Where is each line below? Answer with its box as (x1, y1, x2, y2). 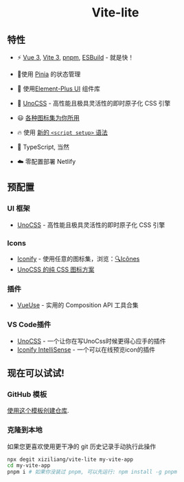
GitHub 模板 (7, 389, 47, 399)
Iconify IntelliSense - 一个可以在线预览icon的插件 (16, 345, 156, 354)
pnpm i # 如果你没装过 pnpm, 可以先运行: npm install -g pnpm (7, 468, 177, 476)
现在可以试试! (7, 367, 65, 378)
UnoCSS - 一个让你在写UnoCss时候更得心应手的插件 (16, 337, 166, 345)
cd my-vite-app (7, 462, 51, 469)
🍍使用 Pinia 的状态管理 (16, 70, 81, 78)
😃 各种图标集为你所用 (16, 114, 80, 121)
